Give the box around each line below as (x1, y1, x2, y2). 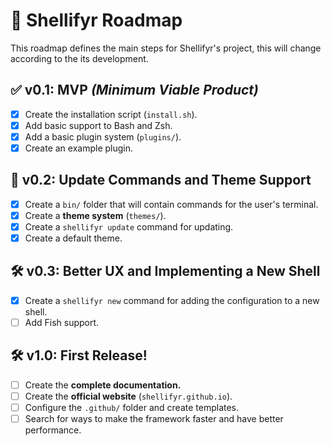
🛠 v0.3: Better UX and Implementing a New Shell (10, 263, 321, 280)
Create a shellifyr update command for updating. (24, 220, 234, 233)
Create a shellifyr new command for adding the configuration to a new (24, 294, 320, 306)
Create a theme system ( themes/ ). (24, 209, 167, 221)
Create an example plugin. (24, 142, 134, 154)
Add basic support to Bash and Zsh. (24, 119, 173, 131)
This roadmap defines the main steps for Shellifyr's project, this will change (10, 42, 322, 54)
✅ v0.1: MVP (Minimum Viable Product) (10, 82, 259, 99)
